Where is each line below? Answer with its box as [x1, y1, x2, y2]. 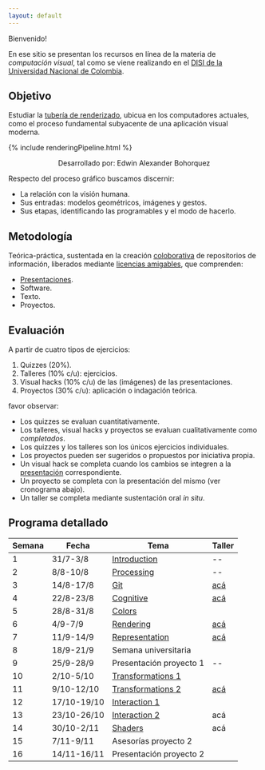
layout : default [8, 11, 62, 20]
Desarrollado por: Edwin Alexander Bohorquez [57, 158, 211, 168]
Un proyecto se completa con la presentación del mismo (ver [19, 477, 221, 486]
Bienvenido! [8, 34, 48, 43]
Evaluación [8, 323, 65, 337]
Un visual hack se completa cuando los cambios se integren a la [19, 459, 231, 469]
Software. [19, 283, 53, 293]
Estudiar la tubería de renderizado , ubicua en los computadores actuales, [8, 110, 250, 120]
